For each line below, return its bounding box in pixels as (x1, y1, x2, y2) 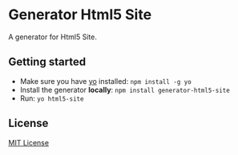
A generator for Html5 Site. (8, 32, 98, 42)
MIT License (8, 137, 50, 147)
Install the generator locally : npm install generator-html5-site (19, 85, 230, 94)
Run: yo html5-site (19, 93, 84, 103)
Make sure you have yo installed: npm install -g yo (19, 76, 192, 85)
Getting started (8, 55, 87, 69)
